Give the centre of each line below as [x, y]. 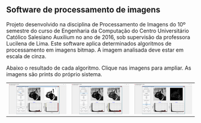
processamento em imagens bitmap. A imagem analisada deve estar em [95, 50]
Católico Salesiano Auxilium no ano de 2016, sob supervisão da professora [98, 37]
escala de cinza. [26, 56]
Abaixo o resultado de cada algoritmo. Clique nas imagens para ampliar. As [99, 68]
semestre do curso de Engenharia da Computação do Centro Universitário [98, 31]
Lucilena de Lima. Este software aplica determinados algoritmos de [89, 43]
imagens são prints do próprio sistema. [54, 74]
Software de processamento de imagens [83, 10]
